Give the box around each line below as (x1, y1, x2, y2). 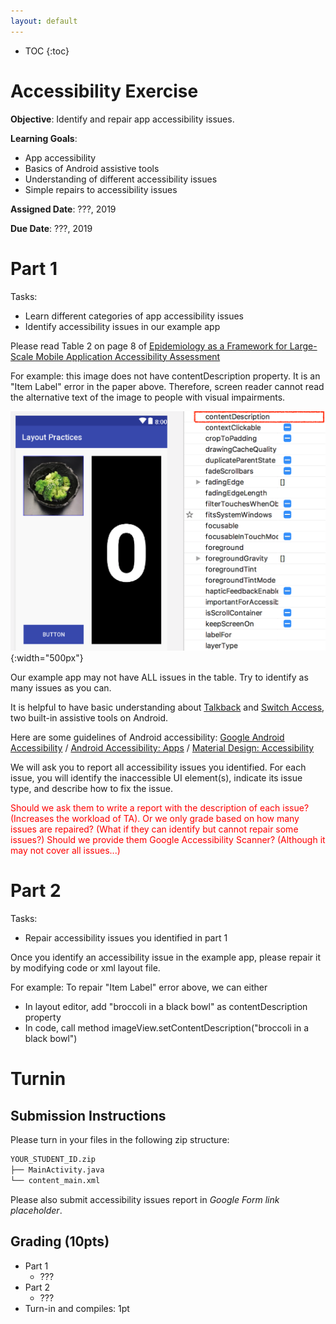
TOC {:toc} (24, 45, 70, 57)
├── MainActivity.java (10, 1165, 105, 1175)
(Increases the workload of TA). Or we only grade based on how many (10, 813, 300, 825)
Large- (289, 340, 318, 352)
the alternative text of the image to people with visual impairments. (10, 391, 286, 403)
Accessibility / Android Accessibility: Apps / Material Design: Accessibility (10, 742, 315, 754)
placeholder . (10, 1204, 63, 1216)
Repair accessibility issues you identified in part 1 (24, 932, 228, 944)
